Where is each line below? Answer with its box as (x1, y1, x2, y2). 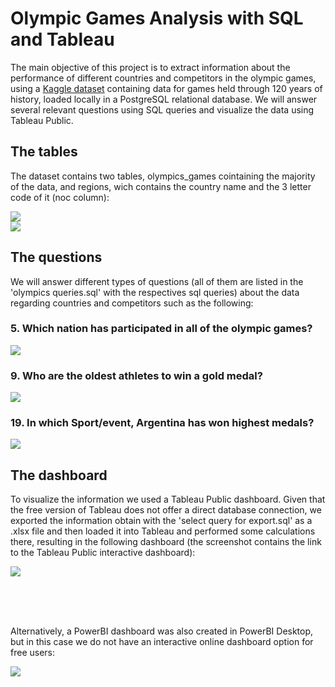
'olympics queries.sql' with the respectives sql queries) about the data (10, 286, 300, 298)
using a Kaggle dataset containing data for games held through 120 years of (10, 82, 323, 94)
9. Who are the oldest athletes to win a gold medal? (10, 368, 263, 382)
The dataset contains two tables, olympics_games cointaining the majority (10, 170, 316, 182)
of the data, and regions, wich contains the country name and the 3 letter (10, 180, 312, 192)
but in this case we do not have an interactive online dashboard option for (10, 636, 314, 648)
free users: (10, 647, 56, 659)
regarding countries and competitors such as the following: (10, 297, 254, 309)
